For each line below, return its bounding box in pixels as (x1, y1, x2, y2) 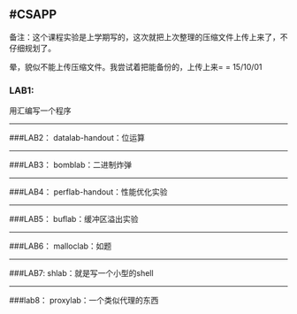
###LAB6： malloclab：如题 (9, 241, 112, 251)
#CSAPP (9, 7, 57, 22)
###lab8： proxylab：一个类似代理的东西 (9, 295, 159, 306)
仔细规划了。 (9, 42, 56, 53)
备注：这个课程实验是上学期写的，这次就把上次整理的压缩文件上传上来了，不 (9, 31, 288, 42)
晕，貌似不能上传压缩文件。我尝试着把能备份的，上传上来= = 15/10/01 (9, 61, 263, 72)
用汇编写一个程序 (9, 105, 72, 116)
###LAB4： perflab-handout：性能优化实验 (9, 187, 168, 197)
